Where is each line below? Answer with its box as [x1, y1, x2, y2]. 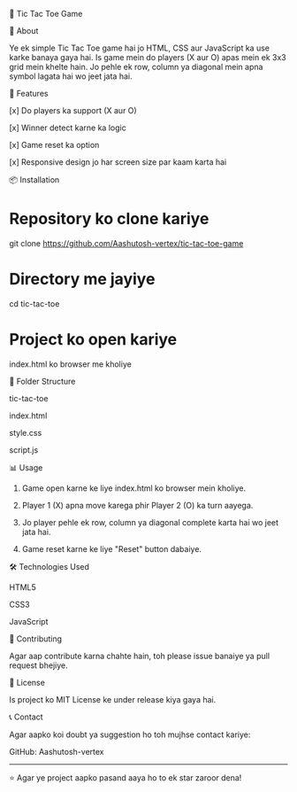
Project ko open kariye [9, 330, 178, 350]
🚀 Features [9, 89, 49, 98]
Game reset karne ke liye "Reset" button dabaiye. [21, 543, 202, 554]
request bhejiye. [9, 660, 68, 671]
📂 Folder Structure [9, 376, 76, 386]
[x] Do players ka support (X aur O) [9, 105, 137, 115]
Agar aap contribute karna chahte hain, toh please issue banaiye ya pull [9, 650, 270, 661]
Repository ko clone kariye [9, 209, 209, 229]
